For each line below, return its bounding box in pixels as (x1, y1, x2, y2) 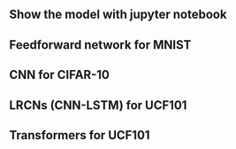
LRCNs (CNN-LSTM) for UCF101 (9, 98, 187, 113)
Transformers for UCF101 (9, 128, 150, 143)
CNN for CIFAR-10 (9, 67, 110, 82)
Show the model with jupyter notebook (9, 7, 227, 22)
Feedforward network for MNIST (9, 37, 192, 52)
